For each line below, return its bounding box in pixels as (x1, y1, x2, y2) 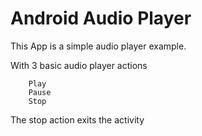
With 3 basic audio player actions (10, 59, 148, 71)
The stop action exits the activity (10, 113, 145, 126)
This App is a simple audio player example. (10, 40, 187, 52)
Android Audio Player (10, 7, 192, 30)
